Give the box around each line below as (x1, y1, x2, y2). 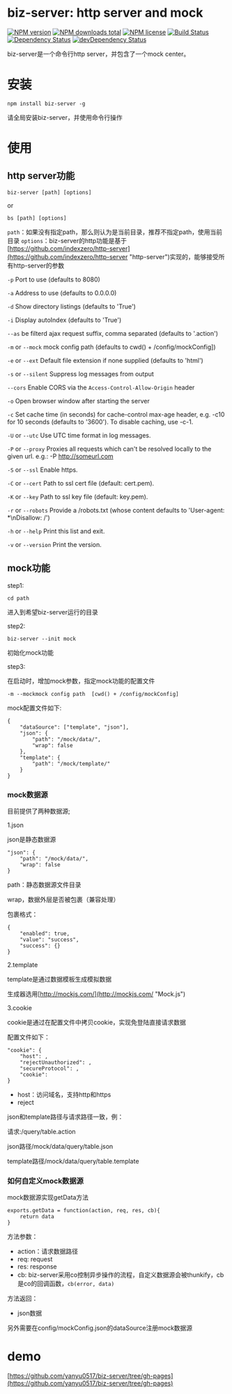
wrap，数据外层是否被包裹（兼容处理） (7, 895, 120, 904)
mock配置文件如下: (7, 704, 62, 712)
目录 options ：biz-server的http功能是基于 (7, 236, 127, 245)
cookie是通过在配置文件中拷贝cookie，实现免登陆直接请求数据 (7, 1018, 187, 1026)
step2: (7, 621, 26, 630)
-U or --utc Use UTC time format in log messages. (7, 431, 151, 440)
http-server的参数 (13, 261, 65, 270)
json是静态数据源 (7, 835, 56, 844)
